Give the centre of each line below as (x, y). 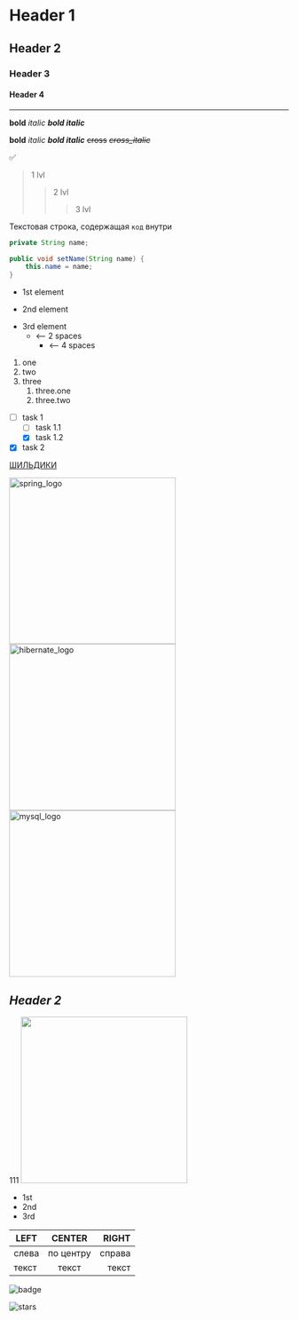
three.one (53, 391)
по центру (69, 1253)
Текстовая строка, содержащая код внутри (91, 226)
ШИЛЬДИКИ (33, 465)
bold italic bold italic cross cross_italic (80, 139)
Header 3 (30, 74)
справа (115, 1253)
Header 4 (27, 95)
